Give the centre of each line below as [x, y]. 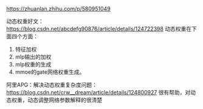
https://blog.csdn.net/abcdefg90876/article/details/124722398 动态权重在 [99, 29]
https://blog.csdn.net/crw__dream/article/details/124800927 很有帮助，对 [98, 92]
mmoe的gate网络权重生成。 [50, 72]
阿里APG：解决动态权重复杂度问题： [52, 85]
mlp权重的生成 [33, 64]
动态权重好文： [25, 21]
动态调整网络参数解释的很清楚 [64, 100]
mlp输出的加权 [33, 57]
